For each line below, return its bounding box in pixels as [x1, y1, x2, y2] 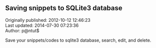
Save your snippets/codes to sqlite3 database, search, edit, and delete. [5, 37, 152, 43]
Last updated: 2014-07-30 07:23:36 [5, 22, 79, 28]
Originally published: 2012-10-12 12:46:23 [5, 17, 91, 23]
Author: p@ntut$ [5, 27, 40, 34]
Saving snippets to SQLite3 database [5, 4, 123, 12]
